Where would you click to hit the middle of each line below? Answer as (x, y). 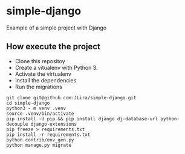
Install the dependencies (46, 80)
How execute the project (54, 47)
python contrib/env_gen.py (40, 140)
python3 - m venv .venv (36, 108)
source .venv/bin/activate (40, 113)
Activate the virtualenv (43, 74)
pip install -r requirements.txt (48, 134)
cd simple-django (28, 103)
